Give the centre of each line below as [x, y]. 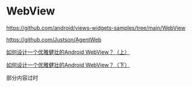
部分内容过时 [22, 77]
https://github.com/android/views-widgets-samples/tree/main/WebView [96, 28]
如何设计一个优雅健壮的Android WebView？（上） [68, 52]
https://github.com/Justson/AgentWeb [54, 39]
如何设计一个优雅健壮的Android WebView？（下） [68, 65]
